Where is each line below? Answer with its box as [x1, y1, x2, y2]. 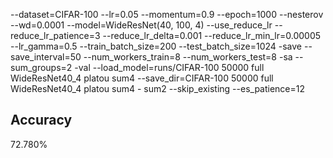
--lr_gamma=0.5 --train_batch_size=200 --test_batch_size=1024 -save [10, 40, 303, 52]
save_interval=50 [10, 51, 82, 63]
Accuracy [10, 112, 73, 129]
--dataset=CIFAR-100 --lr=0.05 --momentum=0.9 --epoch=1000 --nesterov [10, 9, 324, 20]
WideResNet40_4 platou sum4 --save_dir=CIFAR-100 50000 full [10, 72, 274, 84]
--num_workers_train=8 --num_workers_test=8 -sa [83, 51, 293, 63]
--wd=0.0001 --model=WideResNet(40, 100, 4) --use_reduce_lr [10, 19, 273, 31]
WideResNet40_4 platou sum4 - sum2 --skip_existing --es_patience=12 [10, 83, 306, 94]
